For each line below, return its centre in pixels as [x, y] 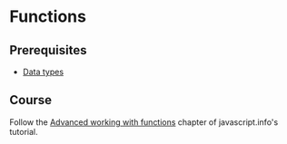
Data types [43, 72]
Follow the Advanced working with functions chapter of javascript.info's [144, 122]
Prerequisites [48, 50]
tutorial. [24, 131]
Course [31, 100]
